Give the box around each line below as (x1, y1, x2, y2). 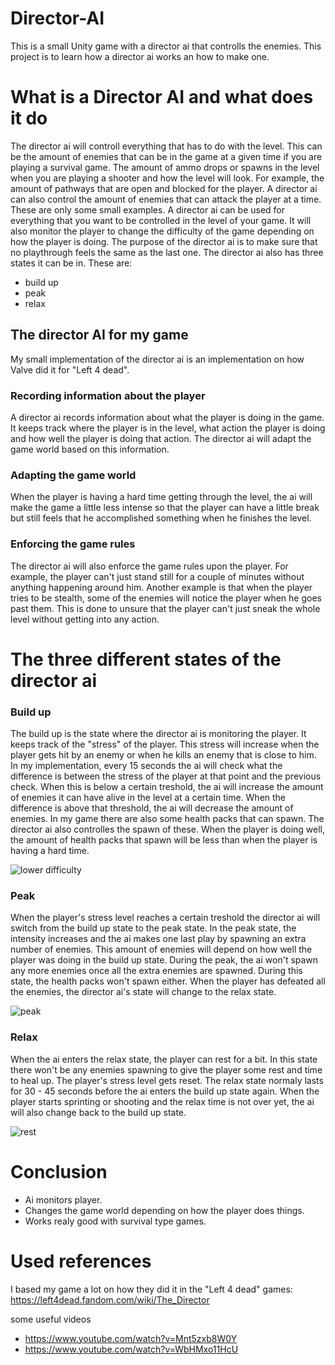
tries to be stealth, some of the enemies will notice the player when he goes (10, 592, 322, 604)
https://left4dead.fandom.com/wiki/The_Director (10, 1293, 210, 1306)
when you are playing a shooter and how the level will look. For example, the (10, 172, 325, 184)
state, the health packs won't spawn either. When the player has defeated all (10, 975, 326, 987)
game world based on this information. (10, 443, 170, 455)
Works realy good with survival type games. (24, 1215, 207, 1227)
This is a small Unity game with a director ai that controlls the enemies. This (10, 40, 322, 52)
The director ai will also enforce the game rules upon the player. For (10, 560, 289, 572)
